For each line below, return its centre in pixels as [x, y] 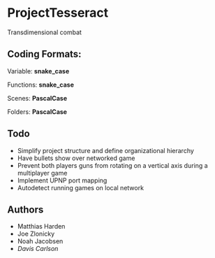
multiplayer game [42, 173]
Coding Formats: [44, 54]
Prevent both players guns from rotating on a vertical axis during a [112, 165]
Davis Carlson [38, 249]
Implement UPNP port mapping [62, 180]
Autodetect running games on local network [81, 187]
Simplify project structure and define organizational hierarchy [105, 150]
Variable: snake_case [38, 71]
